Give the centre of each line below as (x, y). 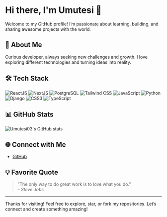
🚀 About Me (24, 45)
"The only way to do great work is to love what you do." (74, 184)
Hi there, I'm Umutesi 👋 (53, 10)
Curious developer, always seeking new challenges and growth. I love (77, 57)
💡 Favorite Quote (32, 172)
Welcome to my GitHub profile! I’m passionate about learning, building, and (82, 24)
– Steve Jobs (30, 189)
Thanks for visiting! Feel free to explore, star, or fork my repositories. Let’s (81, 204)
